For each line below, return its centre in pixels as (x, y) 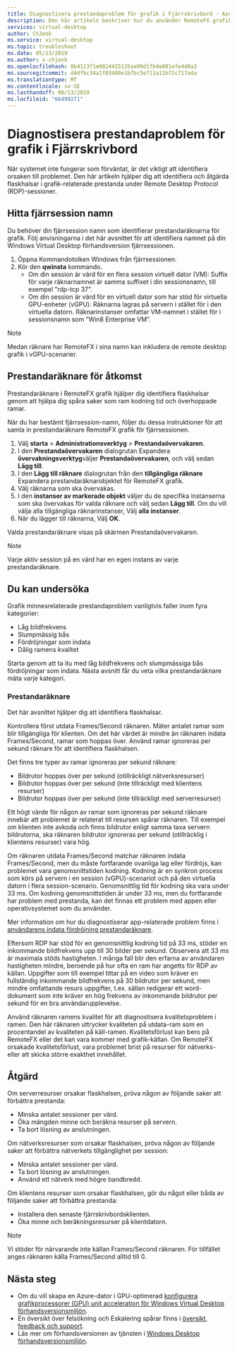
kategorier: (23, 613)
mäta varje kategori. (36, 678)
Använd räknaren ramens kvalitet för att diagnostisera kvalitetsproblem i (112, 1016)
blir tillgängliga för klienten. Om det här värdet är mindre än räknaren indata (117, 733)
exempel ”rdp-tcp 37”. (60, 289)
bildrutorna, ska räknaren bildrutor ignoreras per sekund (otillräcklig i (107, 834)
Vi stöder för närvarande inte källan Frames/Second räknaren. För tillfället (114, 1249)
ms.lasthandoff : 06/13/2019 (49, 93)
